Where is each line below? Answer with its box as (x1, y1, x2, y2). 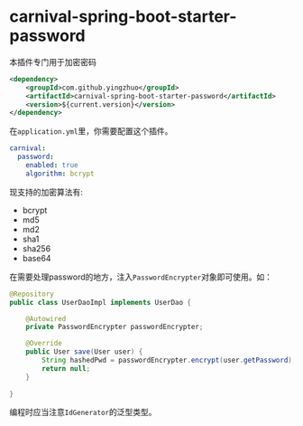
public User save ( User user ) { (25, 347, 143, 356)
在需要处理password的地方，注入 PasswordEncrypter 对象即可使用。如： (9, 271, 273, 282)
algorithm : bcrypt (25, 169, 95, 178)
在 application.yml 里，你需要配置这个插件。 (9, 126, 173, 137)
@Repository (9, 289, 54, 298)
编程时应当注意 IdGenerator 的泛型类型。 (9, 407, 157, 418)
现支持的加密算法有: (9, 186, 84, 197)
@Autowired (25, 314, 67, 323)
